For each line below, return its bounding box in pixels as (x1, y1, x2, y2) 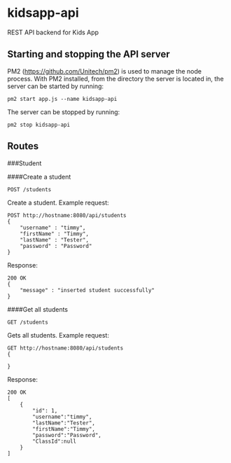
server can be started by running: (7, 82, 104, 90)
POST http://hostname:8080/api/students (7, 212, 127, 219)
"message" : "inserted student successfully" (20, 286, 155, 293)
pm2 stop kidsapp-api (7, 121, 71, 128)
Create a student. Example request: (7, 198, 110, 207)
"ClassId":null (32, 438, 77, 445)
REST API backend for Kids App (7, 28, 99, 36)
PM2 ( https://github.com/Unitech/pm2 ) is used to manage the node (7, 67, 202, 75)
